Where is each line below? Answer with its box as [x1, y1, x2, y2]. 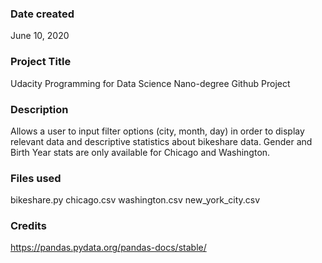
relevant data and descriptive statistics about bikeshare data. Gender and [10, 135, 313, 147]
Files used [10, 171, 62, 185]
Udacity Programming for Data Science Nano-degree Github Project [10, 77, 291, 89]
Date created [10, 7, 75, 21]
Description [10, 102, 69, 116]
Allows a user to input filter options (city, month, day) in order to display [10, 125, 305, 137]
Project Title [10, 55, 72, 69]
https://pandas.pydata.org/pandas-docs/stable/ [10, 242, 207, 254]
